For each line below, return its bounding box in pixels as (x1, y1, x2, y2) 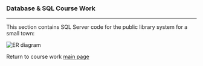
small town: (6, 30, 35, 37)
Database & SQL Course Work (6, 4, 95, 13)
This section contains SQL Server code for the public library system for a (6, 23, 188, 31)
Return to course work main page (6, 53, 89, 61)
